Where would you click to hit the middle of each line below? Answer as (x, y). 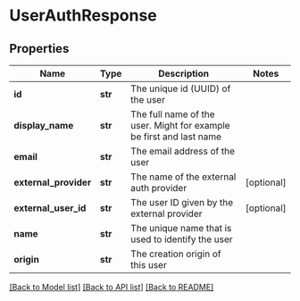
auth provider (159, 188)
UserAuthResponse (83, 16)
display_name (44, 125)
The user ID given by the (182, 202)
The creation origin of (176, 254)
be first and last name (176, 137)
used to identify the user (182, 239)
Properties (39, 49)
